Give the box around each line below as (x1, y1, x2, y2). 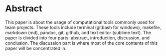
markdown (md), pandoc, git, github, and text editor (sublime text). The (5, 29, 151, 35)
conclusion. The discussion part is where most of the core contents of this (5, 40, 158, 46)
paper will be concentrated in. (5, 45, 67, 51)
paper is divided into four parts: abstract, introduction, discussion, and (5, 35, 150, 41)
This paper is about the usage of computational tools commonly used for (5, 19, 155, 25)
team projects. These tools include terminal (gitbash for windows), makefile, (5, 24, 161, 30)
